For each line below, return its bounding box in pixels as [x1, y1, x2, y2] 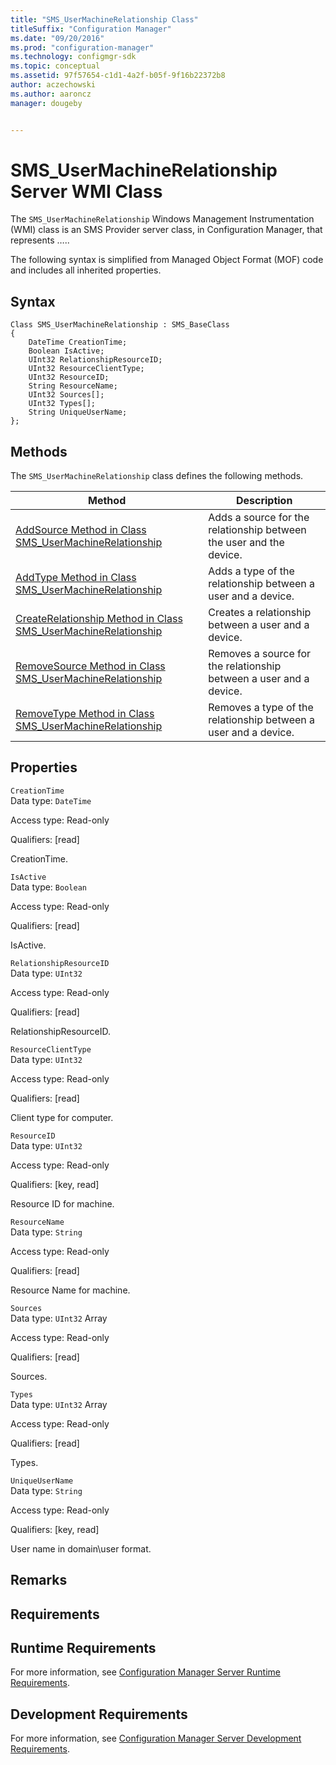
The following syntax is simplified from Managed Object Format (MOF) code [10, 254, 324, 266]
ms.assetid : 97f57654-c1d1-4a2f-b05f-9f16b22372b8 [10, 71, 226, 81]
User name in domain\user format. [10, 1542, 152, 1555]
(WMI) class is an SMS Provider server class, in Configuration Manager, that [10, 224, 323, 236]
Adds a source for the [208, 511, 310, 525]
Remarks [10, 1572, 68, 1589]
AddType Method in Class [15, 571, 137, 585]
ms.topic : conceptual [10, 61, 101, 71]
